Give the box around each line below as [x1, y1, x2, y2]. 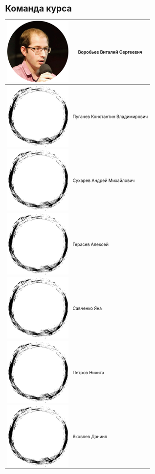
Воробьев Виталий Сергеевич [78, 49, 143, 55]
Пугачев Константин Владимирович [72, 114, 148, 119]
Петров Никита [72, 369, 104, 375]
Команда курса [5, 3, 72, 14]
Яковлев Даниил [72, 433, 108, 439]
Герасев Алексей [72, 241, 109, 247]
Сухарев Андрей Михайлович [72, 178, 135, 183]
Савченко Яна [72, 305, 102, 311]
